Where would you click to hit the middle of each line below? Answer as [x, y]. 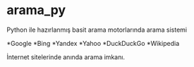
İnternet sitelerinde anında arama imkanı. [66, 57]
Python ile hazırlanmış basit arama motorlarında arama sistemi [97, 30]
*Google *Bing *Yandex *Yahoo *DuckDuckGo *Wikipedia [93, 43]
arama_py [36, 10]
